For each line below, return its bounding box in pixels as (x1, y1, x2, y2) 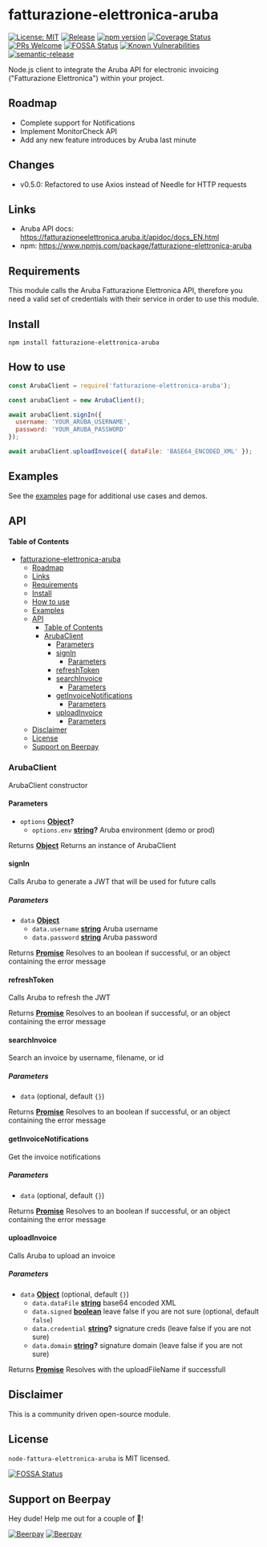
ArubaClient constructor (8, 780, 88, 790)
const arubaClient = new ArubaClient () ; (8, 396, 146, 404)
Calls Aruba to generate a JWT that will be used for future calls (8, 877, 216, 887)
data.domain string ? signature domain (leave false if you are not (31, 1340, 243, 1350)
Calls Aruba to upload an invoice (8, 1250, 115, 1261)
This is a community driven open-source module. (8, 1409, 171, 1419)
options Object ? (19, 816, 75, 826)
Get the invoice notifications (8, 1151, 102, 1161)
